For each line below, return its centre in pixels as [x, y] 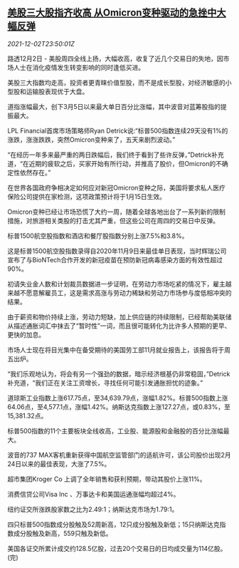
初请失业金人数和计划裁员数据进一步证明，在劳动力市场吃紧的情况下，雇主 [116, 284]
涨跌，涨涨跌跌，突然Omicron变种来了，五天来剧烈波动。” [91, 139]
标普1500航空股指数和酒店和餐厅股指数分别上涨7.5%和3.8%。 [98, 236]
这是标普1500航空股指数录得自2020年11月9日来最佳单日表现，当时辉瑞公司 [117, 251]
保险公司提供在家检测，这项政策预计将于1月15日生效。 [86, 196]
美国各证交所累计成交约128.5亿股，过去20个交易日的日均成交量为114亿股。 [117, 548]
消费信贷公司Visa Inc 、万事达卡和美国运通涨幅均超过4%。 [94, 494]
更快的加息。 [26, 334]
